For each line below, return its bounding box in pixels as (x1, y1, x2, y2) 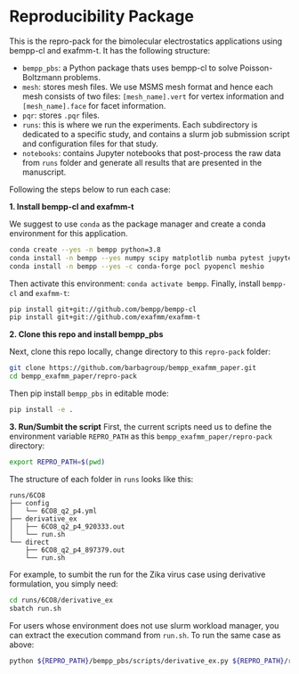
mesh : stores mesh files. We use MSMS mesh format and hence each (21, 81, 274, 92)
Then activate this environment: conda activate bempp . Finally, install (9, 278, 261, 289)
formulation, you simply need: (9, 578, 118, 589)
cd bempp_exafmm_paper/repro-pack (9, 372, 138, 381)
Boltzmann (21, 71, 62, 82)
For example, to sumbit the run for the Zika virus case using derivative (9, 569, 266, 579)
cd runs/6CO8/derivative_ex (9, 596, 114, 604)
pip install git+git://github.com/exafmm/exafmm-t (9, 313, 201, 322)
